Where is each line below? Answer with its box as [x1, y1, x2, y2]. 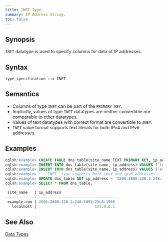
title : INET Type [5, 7, 41, 13]
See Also [5, 217, 33, 226]
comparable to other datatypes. [12, 114, 78, 120]
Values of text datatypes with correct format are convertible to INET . [12, 119, 152, 125]
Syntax [5, 63, 28, 72]
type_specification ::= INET [5, 76, 66, 81]
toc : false [5, 17, 28, 22]
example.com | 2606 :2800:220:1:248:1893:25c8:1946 [7, 199, 115, 204]
